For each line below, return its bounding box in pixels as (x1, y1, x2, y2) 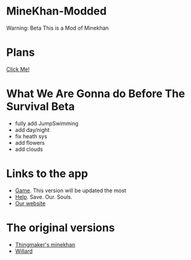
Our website (15, 199, 46, 207)
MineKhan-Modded (6, 4, 107, 18)
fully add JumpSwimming (15, 119, 79, 127)
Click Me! (6, 65, 30, 73)
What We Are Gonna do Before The (6, 87, 186, 101)
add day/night (15, 126, 50, 133)
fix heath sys (15, 132, 47, 140)
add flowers (15, 139, 45, 146)
